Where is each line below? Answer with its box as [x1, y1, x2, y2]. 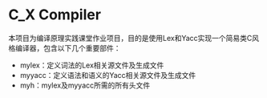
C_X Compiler [8, 6, 102, 24]
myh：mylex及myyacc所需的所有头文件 [19, 80, 151, 90]
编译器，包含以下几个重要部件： [14, 43, 121, 53]
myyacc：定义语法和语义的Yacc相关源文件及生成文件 [19, 70, 196, 80]
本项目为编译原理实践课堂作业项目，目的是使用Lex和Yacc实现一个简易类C [8, 33, 253, 43]
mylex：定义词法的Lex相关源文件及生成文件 [19, 60, 164, 70]
